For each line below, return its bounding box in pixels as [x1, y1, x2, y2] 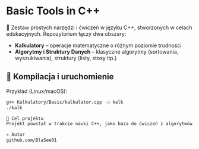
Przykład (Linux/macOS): [6, 88, 67, 95]
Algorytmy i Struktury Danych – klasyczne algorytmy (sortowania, [14, 48, 179, 55]
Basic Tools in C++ [6, 4, 100, 18]
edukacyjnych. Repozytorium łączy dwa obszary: [6, 30, 127, 37]
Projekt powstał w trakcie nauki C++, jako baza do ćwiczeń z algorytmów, [6, 121, 195, 127]
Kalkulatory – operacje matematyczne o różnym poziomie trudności [14, 42, 182, 49]
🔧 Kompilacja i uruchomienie [6, 72, 114, 82]
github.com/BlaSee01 [6, 137, 58, 144]
